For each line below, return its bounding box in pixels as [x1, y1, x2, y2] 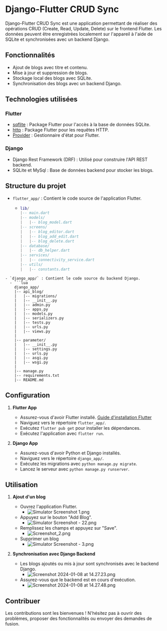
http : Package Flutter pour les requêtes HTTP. [12, 127, 109, 133]
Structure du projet [5, 182, 66, 190]
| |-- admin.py [14, 302, 51, 307]
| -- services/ [20, 253, 50, 258]
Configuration [5, 391, 50, 399]
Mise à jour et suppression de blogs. [12, 70, 88, 76]
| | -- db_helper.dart [20, 248, 70, 253]
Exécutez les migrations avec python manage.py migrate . [20, 461, 137, 467]
